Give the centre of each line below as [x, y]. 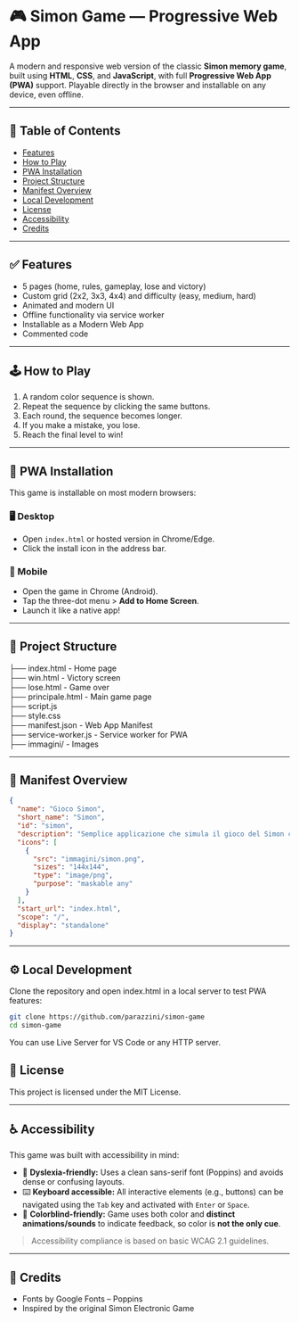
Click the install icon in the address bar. [94, 549]
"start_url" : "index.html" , [69, 909]
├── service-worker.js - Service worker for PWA [99, 734]
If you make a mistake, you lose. [81, 426]
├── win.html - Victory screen [65, 677]
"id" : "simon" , [45, 826]
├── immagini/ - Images [54, 744]
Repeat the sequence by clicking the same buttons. [116, 407]
